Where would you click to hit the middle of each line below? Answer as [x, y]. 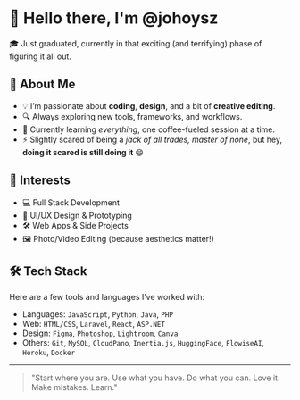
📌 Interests [40, 181]
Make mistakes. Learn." [74, 387]
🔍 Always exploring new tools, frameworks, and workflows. [132, 116]
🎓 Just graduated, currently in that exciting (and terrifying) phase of [136, 43]
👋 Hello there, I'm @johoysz [114, 18]
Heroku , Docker [49, 353]
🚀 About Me [42, 84]
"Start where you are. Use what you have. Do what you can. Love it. [155, 378]
